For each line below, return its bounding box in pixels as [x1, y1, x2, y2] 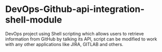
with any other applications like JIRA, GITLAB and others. [5, 41, 124, 47]
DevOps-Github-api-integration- [5, 3, 145, 15]
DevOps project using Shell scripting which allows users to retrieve [5, 30, 144, 36]
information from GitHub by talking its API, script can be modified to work [5, 36, 157, 42]
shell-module [5, 14, 62, 25]
